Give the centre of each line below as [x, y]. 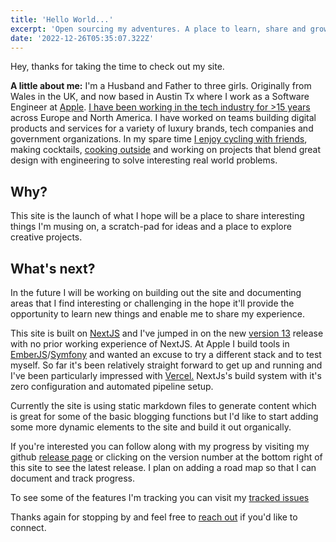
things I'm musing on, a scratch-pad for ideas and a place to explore [151, 227]
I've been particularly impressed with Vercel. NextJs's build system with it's [166, 375]
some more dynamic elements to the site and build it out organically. [151, 427]
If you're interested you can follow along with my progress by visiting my [160, 446]
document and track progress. [73, 478]
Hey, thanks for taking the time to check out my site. [117, 67]
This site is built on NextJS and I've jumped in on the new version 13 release [167, 333]
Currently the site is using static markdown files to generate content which [163, 405]
